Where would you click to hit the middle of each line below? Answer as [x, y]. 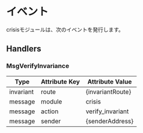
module [52, 101]
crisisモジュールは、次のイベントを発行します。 [65, 29]
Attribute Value [110, 81]
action [50, 111]
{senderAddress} [110, 121]
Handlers [24, 49]
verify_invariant [107, 111]
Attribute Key [60, 81]
